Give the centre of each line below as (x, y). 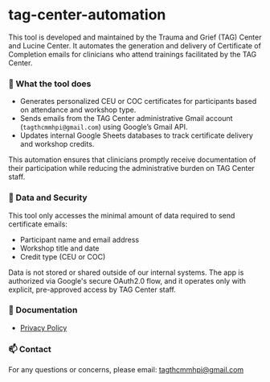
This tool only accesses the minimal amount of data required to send (122, 215)
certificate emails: (38, 224)
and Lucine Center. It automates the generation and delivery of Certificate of (135, 45)
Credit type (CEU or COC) (63, 256)
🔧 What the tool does (50, 84)
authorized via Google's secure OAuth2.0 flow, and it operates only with (127, 280)
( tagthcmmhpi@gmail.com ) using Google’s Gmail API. (104, 127)
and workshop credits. (57, 144)
